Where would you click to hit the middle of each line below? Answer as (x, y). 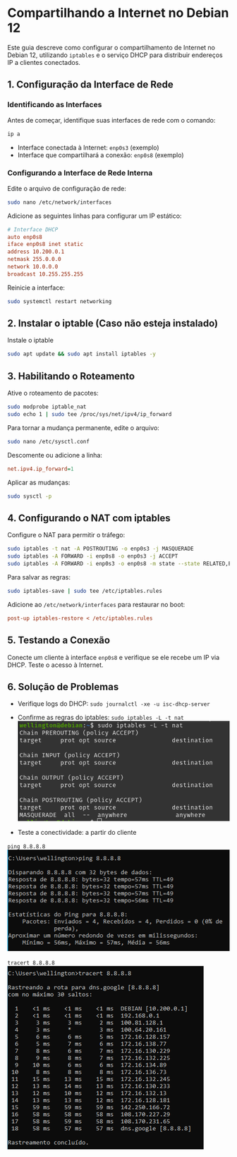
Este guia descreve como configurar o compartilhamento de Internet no (111, 47)
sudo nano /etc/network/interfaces (60, 202)
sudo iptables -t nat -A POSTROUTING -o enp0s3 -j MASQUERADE (101, 549)
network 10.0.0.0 (33, 267)
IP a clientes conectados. (44, 62)
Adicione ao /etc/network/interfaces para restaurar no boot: (96, 604)
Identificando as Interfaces (55, 105)
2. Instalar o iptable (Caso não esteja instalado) (113, 323)
